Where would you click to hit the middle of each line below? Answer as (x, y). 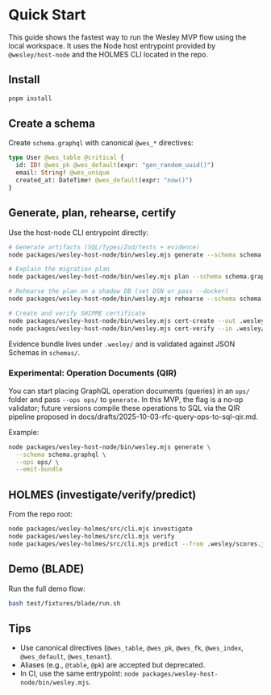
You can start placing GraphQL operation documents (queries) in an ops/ (129, 391)
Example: (24, 432)
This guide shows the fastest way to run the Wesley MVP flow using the (127, 37)
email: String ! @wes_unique (63, 173)
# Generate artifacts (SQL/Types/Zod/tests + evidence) (104, 247)
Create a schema (52, 124)
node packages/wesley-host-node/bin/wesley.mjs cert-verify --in (120, 329)
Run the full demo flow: (47, 588)
